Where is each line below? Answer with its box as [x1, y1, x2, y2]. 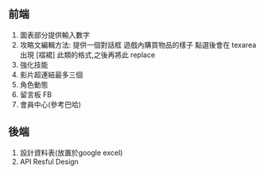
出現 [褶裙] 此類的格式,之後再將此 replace [19, 50, 156, 60]
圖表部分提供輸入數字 [19, 30, 90, 40]
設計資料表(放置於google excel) [19, 148, 123, 157]
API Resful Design [19, 157, 80, 166]
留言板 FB [19, 90, 52, 99]
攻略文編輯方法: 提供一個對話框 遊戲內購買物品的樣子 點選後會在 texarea [19, 40, 257, 49]
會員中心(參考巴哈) [19, 99, 82, 109]
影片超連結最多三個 [19, 70, 83, 79]
